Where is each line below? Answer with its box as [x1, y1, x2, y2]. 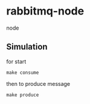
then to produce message [6, 80, 71, 87]
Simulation [6, 42, 48, 52]
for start [6, 57, 27, 65]
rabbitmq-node [6, 4, 85, 18]
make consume [6, 70, 39, 76]
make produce [6, 92, 39, 98]
